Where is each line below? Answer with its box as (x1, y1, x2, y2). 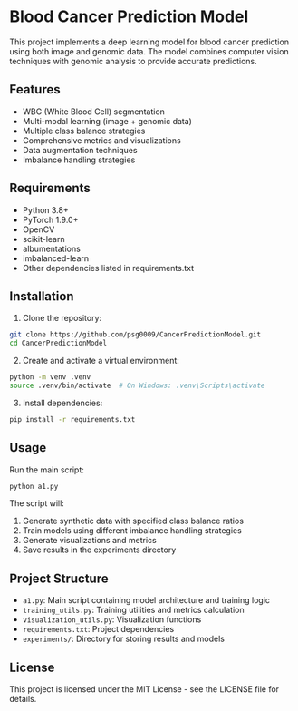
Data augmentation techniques (22, 144, 138, 155)
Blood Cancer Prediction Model (9, 6, 249, 27)
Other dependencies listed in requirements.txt (22, 262, 195, 273)
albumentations (22, 243, 82, 254)
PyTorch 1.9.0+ (22, 214, 79, 225)
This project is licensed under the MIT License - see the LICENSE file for (9, 684, 279, 695)
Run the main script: (9, 464, 84, 475)
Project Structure (9, 570, 109, 586)
